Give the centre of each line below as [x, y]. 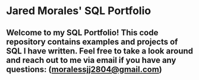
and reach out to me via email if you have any [91, 60]
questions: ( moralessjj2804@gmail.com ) [84, 69]
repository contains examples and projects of [92, 41]
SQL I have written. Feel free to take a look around [100, 51]
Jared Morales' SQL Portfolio [79, 11]
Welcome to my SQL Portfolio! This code [82, 33]
